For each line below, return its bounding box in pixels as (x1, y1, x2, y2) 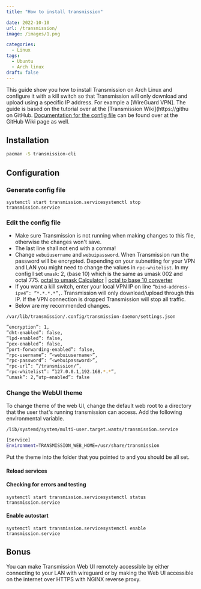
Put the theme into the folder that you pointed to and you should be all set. (6, 453, 190, 461)
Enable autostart (6, 512, 49, 519)
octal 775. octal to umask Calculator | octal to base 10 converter (14, 277, 173, 284)
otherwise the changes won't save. (14, 238, 102, 246)
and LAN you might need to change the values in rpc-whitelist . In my (14, 264, 189, 271)
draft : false (6, 70, 39, 76)
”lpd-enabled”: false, (6, 335, 63, 341)
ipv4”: (14, 290, 32, 297)
